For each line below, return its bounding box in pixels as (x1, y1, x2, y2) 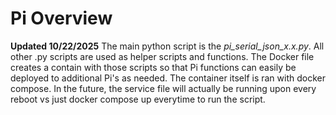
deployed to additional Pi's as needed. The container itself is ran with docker (10, 72, 326, 84)
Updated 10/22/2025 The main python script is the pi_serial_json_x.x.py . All (10, 40, 325, 52)
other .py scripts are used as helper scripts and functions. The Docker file (10, 50, 315, 62)
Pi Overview (10, 7, 113, 30)
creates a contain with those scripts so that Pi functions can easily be (10, 61, 297, 73)
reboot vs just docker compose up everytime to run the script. (10, 93, 266, 105)
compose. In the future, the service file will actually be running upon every (10, 82, 317, 94)
